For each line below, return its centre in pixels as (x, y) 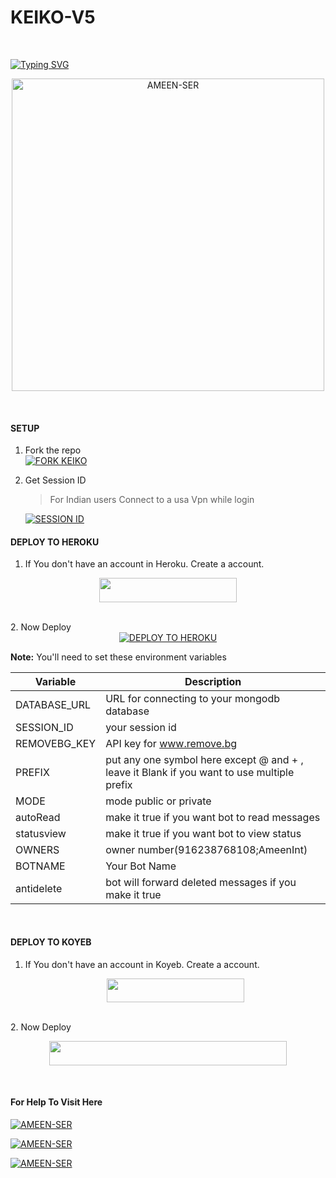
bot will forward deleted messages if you (201, 882)
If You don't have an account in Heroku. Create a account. (144, 564)
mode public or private (158, 801)
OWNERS (37, 849)
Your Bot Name (141, 866)
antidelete (39, 888)
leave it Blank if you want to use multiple (200, 772)
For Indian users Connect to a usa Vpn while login (152, 500)
